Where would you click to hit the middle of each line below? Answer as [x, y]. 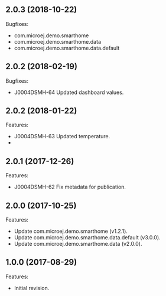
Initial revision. [32, 288]
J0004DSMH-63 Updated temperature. [62, 136]
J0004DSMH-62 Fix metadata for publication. [70, 187]
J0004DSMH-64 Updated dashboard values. [69, 92]
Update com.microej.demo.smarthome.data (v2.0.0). [78, 244]
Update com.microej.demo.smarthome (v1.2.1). [71, 231]
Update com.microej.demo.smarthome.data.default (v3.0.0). [87, 238]
